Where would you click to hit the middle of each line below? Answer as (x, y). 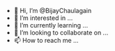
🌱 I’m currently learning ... (51, 25)
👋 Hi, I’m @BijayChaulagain (53, 11)
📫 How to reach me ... (46, 40)
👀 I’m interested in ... (43, 18)
